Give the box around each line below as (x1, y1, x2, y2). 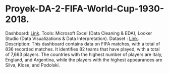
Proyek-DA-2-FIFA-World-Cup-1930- (5, 3, 164, 14)
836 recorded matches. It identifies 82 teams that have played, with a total (5, 46, 160, 52)
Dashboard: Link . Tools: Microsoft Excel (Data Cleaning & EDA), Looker (5, 30, 152, 36)
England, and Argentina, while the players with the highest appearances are (5, 56, 162, 62)
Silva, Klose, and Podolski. (5, 62, 60, 68)
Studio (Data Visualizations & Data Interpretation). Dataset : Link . (5, 35, 139, 41)
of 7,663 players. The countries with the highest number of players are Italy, (5, 51, 163, 57)
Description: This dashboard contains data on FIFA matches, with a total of (5, 40, 160, 46)
